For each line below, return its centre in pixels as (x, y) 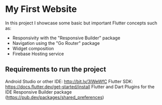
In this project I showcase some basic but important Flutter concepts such (81, 23)
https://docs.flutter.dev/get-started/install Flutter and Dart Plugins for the (80, 87)
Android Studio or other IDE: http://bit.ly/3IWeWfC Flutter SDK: (69, 81)
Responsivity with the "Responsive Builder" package (66, 38)
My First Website (41, 9)
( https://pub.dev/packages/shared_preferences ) (55, 97)
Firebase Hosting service (38, 54)
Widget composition (33, 48)
